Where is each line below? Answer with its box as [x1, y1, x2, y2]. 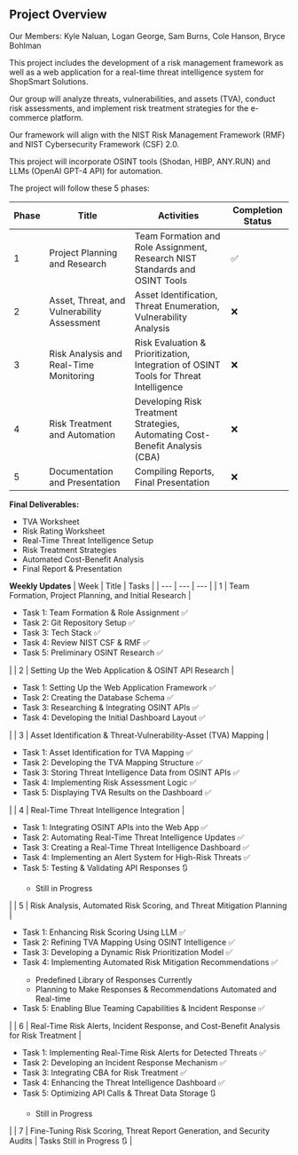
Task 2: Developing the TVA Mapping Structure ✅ [21, 756, 203, 767]
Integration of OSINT [134, 359, 221, 371]
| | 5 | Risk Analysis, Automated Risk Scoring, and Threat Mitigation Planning [9, 900, 287, 911]
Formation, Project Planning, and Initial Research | [9, 589, 192, 600]
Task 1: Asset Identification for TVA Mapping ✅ [21, 747, 193, 757]
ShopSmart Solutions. [9, 75, 89, 87]
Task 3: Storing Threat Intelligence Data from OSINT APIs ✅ [21, 767, 240, 778]
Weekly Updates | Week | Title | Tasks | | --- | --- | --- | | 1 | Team [9, 581, 250, 591]
